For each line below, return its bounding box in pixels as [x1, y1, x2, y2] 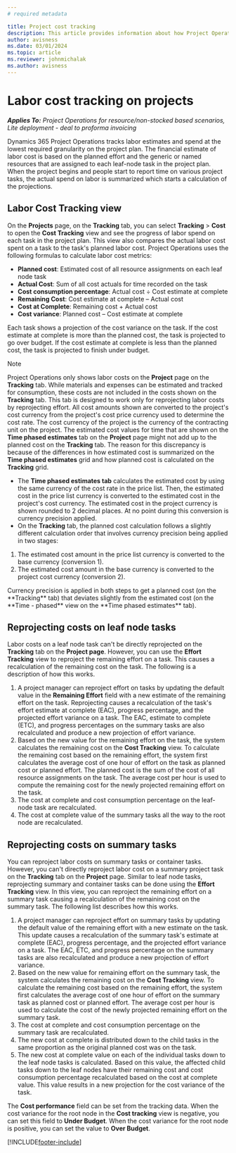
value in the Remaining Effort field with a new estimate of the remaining [17, 691, 226, 699]
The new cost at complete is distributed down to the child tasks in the [17, 1036, 219, 1045]
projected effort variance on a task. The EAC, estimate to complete [17, 713, 211, 722]
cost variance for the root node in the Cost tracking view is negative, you [7, 1109, 220, 1118]
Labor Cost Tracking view [7, 202, 122, 215]
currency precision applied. [17, 513, 97, 522]
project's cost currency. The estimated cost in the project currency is [17, 499, 218, 507]
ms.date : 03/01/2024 [7, 43, 68, 50]
